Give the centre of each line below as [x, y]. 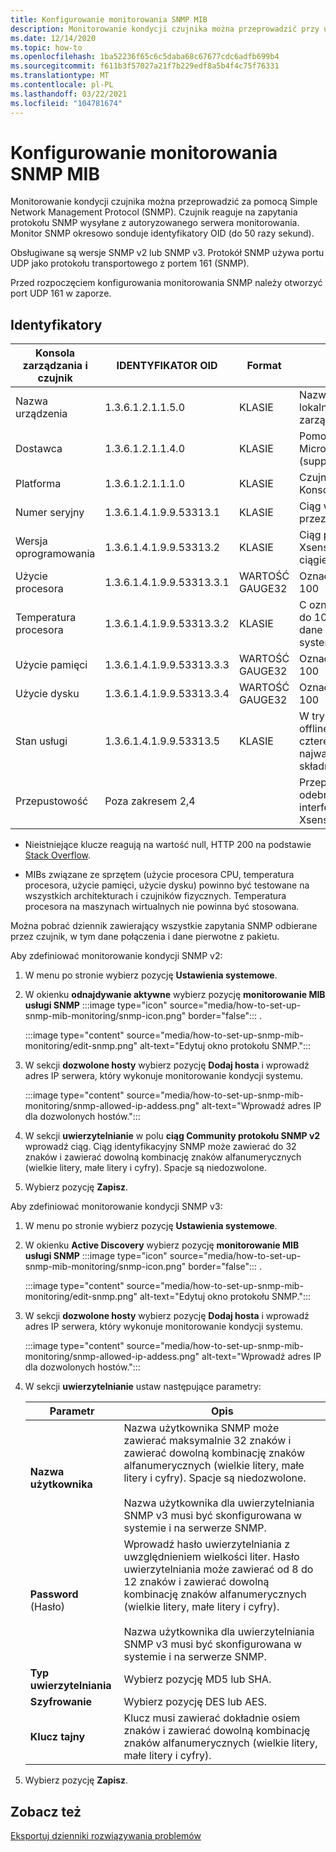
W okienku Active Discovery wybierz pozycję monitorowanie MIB [162, 1245]
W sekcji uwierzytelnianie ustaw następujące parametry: [143, 1387]
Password [54, 1594]
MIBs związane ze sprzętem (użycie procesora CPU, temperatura [159, 875]
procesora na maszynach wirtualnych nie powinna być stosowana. [162, 907]
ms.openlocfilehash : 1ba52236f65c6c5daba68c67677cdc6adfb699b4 [145, 57]
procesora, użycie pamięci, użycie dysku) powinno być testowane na [167, 885]
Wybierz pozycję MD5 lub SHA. [197, 1679]
